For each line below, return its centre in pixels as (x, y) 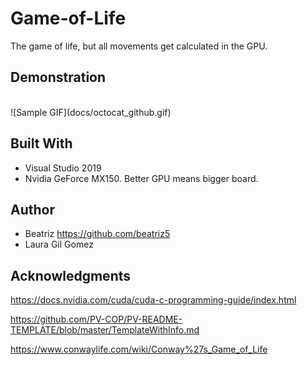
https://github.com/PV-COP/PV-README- (96, 319)
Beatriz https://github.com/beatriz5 (97, 234)
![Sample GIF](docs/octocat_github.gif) (91, 112)
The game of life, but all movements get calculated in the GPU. (139, 46)
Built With (41, 143)
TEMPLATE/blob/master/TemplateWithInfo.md (105, 330)
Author (32, 209)
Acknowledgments (71, 275)
